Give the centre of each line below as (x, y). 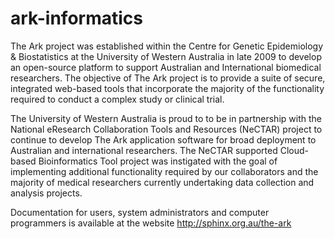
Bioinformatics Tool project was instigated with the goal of (158, 161)
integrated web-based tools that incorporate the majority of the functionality (167, 88)
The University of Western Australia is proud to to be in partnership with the (166, 118)
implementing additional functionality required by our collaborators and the (164, 171)
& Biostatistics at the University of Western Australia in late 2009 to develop (166, 56)
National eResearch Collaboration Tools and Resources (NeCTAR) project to (166, 129)
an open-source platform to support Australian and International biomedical (166, 67)
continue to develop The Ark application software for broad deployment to (163, 139)
